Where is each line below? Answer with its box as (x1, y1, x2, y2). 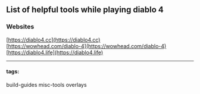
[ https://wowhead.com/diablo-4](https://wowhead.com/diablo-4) (6, 42, 167, 49)
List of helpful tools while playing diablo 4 (6, 5, 164, 15)
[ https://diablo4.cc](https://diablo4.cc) (6, 36, 101, 43)
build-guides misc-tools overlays (6, 81, 87, 88)
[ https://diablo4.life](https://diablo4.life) (6, 49, 104, 56)
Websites (6, 23, 35, 31)
